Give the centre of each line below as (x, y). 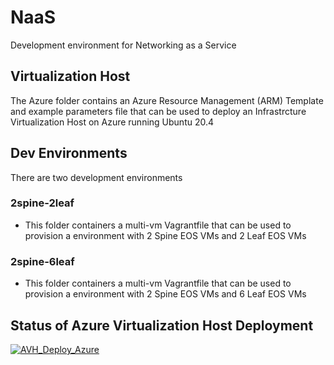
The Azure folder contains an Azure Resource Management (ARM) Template (167, 100)
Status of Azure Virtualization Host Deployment (162, 325)
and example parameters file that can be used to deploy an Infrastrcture (158, 111)
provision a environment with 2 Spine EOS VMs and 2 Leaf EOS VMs (165, 235)
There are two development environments (96, 177)
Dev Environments (69, 153)
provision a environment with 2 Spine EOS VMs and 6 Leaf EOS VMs (165, 294)
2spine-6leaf (42, 261)
